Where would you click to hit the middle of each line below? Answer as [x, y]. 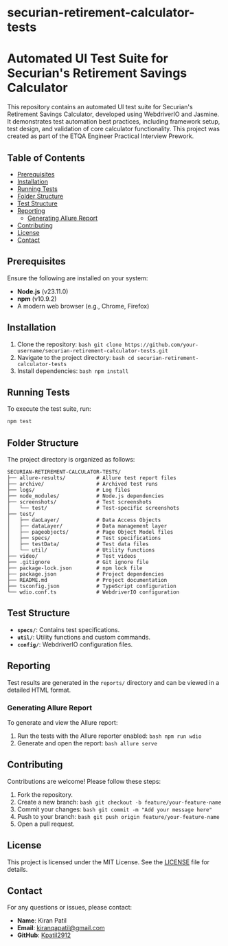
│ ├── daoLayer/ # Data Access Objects [84, 520]
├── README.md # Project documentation [87, 581]
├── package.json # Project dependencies [86, 574]
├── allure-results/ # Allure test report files [92, 478]
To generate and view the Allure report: [62, 722]
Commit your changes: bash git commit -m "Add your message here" [115, 809]
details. [18, 869]
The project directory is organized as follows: [71, 460]
